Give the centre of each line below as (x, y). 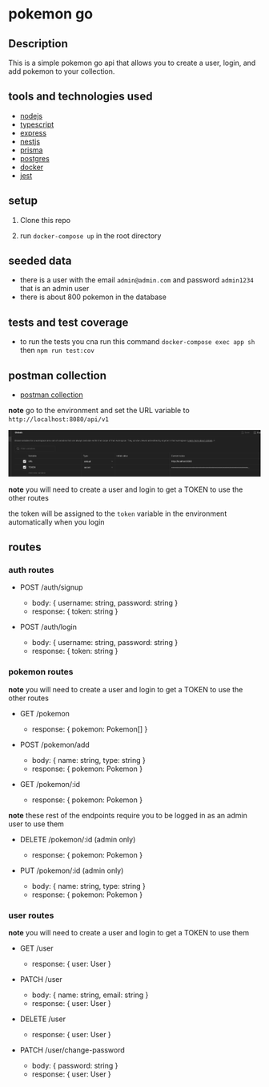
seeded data (40, 261)
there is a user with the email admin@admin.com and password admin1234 (137, 280)
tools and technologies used (80, 97)
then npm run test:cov (57, 351)
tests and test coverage (68, 322)
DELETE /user (43, 1019)
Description (38, 44)
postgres (34, 158)
